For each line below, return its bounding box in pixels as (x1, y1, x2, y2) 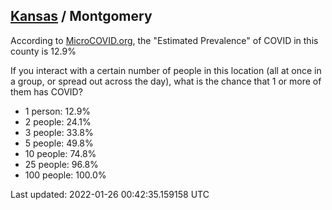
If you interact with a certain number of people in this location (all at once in (10, 64, 322, 76)
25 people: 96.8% (24, 158, 99, 170)
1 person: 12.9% (24, 105, 92, 117)
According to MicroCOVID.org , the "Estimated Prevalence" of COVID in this (10, 34, 319, 46)
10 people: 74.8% (24, 147, 97, 159)
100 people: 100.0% (24, 169, 107, 181)
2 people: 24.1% (24, 115, 92, 128)
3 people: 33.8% (24, 126, 94, 138)
